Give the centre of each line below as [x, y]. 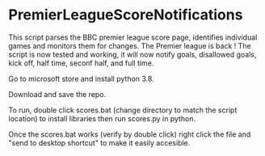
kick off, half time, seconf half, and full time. [81, 63]
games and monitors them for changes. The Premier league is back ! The [130, 45]
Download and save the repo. [57, 94]
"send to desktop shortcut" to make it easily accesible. [99, 142]
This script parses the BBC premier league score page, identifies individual [133, 37]
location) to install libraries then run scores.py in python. [102, 118]
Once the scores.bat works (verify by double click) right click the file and [130, 134]
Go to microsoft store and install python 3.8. [82, 78]
